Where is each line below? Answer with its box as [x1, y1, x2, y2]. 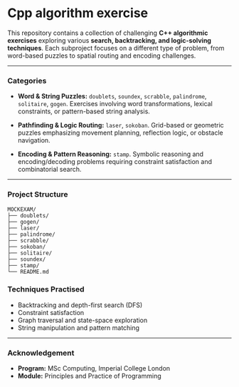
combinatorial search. [17, 165, 82, 174]
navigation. [17, 136, 51, 145]
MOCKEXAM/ [7, 205, 37, 213]
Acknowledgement [7, 348, 75, 358]
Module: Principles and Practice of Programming [17, 372, 161, 381]
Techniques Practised [7, 284, 85, 294]
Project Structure [7, 190, 68, 200]
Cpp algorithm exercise [7, 5, 149, 21]
